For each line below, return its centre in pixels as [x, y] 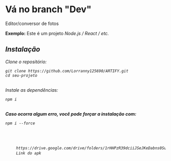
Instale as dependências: [32, 90]
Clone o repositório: [26, 62]
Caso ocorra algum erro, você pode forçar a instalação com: [71, 114]
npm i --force [20, 123]
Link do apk [29, 153]
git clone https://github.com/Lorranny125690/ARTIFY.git [67, 71]
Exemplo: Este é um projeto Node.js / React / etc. [57, 33]
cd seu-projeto [21, 75]
